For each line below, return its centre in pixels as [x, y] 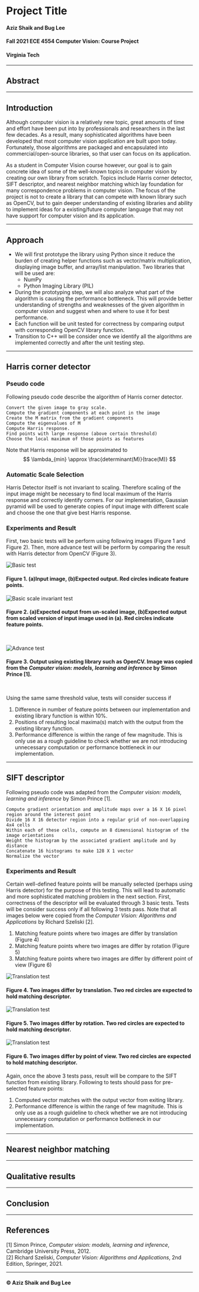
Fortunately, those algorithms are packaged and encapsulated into [87, 147]
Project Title [37, 11]
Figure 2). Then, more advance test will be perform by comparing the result [98, 547]
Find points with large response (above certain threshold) [82, 434]
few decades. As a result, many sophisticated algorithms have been [89, 135]
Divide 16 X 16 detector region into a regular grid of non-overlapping [98, 820]
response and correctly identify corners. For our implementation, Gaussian [97, 500]
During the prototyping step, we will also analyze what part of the [94, 292]
